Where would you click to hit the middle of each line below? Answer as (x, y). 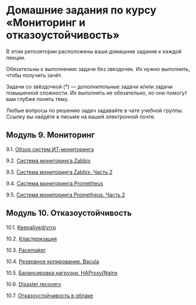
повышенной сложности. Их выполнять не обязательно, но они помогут (97, 93)
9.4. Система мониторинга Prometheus (55, 183)
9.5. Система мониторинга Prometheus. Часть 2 (66, 195)
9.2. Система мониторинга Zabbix (48, 160)
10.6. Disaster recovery (34, 284)
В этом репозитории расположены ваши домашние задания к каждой (94, 51)
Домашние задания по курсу (81, 10)
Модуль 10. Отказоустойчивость (69, 213)
